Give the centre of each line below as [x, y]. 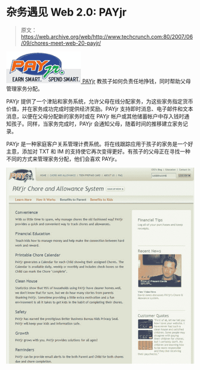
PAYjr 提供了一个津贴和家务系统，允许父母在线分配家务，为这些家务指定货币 [100, 101]
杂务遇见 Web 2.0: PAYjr [67, 12]
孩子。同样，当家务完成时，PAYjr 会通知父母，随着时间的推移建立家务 [97, 124]
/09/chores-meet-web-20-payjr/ [61, 43]
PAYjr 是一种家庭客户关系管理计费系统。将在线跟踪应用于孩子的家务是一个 [97, 143]
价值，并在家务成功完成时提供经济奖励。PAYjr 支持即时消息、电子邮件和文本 [100, 109]
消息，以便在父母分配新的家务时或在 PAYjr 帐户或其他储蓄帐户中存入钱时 [95, 116]
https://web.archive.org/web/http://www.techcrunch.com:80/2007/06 [107, 36]
